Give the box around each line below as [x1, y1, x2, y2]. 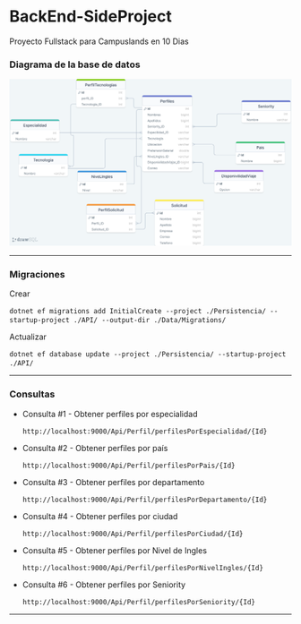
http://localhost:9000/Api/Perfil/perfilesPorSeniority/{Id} [21, 597, 256, 606]
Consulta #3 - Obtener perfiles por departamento [21, 476, 205, 487]
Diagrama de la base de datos [9, 58, 141, 71]
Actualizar [9, 331, 47, 342]
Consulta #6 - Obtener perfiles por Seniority [21, 579, 186, 590]
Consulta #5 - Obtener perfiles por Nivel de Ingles [21, 544, 208, 556]
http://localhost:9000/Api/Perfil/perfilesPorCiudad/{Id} [21, 529, 244, 538]
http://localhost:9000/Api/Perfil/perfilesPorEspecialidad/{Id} [21, 427, 268, 436]
